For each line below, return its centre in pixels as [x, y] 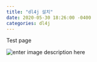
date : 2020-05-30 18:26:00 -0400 [49, 18]
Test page [19, 41]
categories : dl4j [28, 23]
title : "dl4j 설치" [30, 12]
